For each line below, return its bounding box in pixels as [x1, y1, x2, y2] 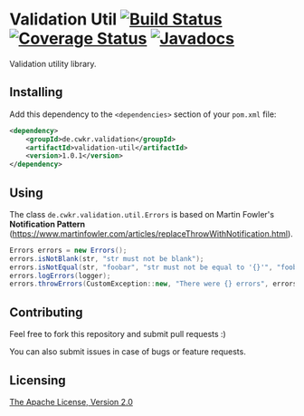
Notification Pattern [9, 218, 86, 229]
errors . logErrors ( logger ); [9, 271, 111, 280]
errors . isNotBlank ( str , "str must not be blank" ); [9, 254, 204, 263]
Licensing [9, 372, 66, 388]
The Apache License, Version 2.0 [9, 396, 134, 407]
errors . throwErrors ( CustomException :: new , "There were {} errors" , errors [9, 279, 298, 289]
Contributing [9, 305, 83, 320]
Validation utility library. [9, 58, 97, 69]
